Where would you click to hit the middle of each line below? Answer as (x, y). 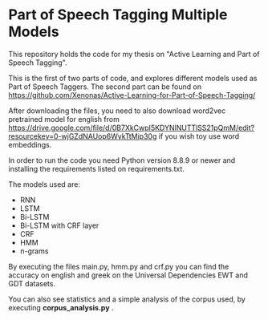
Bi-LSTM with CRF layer (59, 225)
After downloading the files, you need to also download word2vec (117, 111)
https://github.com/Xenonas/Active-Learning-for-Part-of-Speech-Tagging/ (132, 95)
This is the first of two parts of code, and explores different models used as (133, 78)
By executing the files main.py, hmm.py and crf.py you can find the (119, 266)
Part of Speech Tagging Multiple (118, 15)
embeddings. (30, 144)
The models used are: (44, 184)
